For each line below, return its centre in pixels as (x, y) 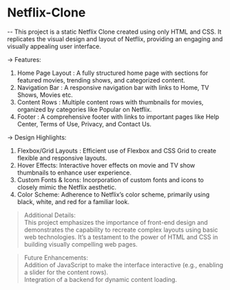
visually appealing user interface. (54, 46)
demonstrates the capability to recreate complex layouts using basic (121, 230)
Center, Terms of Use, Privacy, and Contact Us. (84, 124)
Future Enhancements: (56, 257)
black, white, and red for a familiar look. (73, 201)
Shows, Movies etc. (45, 95)
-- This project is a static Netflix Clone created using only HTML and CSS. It (114, 32)
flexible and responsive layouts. (62, 158)
